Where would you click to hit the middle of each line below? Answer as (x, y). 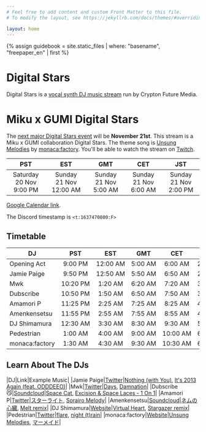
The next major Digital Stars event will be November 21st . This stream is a (100, 136)
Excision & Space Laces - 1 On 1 (115, 393)
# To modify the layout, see (44, 18)
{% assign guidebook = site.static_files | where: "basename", (83, 46)
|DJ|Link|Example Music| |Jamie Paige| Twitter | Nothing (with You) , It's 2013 (101, 380)
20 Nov (26, 183)
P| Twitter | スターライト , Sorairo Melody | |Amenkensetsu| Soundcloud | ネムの (102, 400)
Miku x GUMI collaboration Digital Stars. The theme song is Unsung (91, 143)
